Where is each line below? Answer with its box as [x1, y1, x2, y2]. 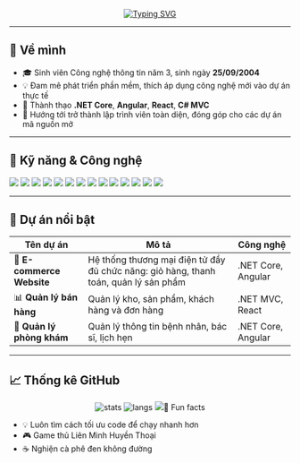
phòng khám [13, 331, 69, 344]
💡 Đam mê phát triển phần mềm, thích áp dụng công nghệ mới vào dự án [21, 80, 290, 90]
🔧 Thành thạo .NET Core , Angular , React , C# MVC [21, 99, 210, 110]
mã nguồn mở [21, 118, 74, 129]
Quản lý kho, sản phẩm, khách [87, 292, 214, 304]
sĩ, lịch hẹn [87, 331, 133, 344]
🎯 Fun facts [163, 402, 205, 413]
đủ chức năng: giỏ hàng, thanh [87, 265, 216, 278]
